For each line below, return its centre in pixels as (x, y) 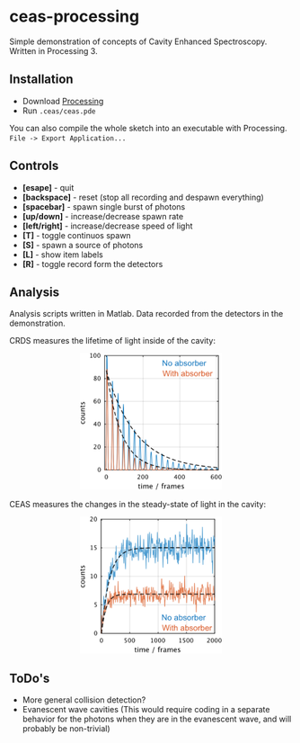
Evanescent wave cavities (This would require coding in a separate (146, 710)
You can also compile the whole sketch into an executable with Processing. (148, 128)
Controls (34, 166)
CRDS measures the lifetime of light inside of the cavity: (112, 341)
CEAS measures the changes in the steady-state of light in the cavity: (138, 504)
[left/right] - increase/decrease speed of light (107, 226)
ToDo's (30, 678)
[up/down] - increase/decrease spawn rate (103, 216)
